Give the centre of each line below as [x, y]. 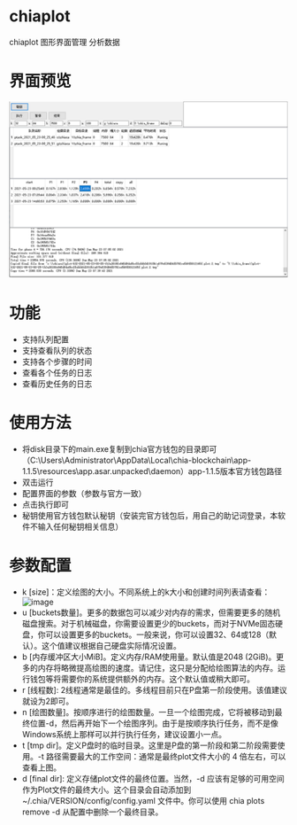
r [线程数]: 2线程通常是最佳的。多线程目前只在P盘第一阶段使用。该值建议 [154, 689]
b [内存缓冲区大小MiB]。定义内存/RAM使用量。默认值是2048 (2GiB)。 [149, 657]
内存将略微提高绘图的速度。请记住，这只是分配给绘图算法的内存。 [158, 667]
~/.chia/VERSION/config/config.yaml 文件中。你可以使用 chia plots [143, 800]
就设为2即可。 [48, 701]
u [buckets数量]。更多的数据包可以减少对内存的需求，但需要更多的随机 [151, 612]
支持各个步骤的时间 [57, 362]
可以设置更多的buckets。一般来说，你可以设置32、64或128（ [157, 634]
